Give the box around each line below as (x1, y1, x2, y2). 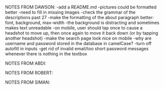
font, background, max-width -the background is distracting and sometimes (5, 20, 160, 25)
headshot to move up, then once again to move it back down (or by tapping (5, 30, 159, 36)
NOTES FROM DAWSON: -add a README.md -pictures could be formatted (5, 4, 157, 10)
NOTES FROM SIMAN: (5, 79, 50, 85)
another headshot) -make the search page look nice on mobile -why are (5, 35, 152, 41)
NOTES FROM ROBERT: (5, 70, 53, 75)
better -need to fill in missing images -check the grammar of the (5, 9, 136, 15)
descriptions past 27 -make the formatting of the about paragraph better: (5, 15, 154, 20)
